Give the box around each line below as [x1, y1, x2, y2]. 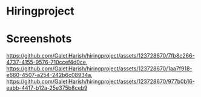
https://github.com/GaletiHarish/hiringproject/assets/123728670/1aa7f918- [6, 65, 193, 72]
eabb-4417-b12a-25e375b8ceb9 [6, 84, 88, 92]
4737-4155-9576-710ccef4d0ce [6, 59, 87, 66]
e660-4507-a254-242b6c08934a [6, 72, 91, 79]
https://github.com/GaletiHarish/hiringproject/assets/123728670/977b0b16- [6, 78, 195, 85]
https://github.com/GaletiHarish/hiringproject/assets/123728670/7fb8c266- [6, 52, 195, 59]
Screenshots [6, 32, 72, 46]
